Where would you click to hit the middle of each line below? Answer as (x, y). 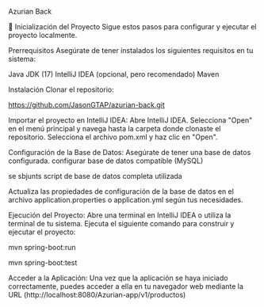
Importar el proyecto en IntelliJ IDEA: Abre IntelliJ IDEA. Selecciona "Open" (130, 120)
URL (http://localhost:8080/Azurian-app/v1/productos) (97, 295)
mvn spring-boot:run (42, 247)
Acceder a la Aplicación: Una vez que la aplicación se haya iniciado (118, 278)
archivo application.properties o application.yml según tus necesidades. (126, 200)
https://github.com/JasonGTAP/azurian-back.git (86, 105)
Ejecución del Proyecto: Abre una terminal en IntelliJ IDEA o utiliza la (120, 215)
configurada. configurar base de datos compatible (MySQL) (106, 161)
